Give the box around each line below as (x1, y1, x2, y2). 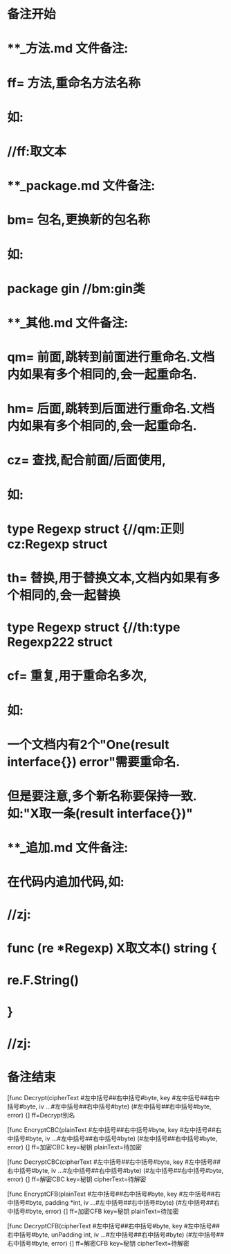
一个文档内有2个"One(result (7, 736, 169, 752)
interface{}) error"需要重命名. (7, 754, 181, 770)
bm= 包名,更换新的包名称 (7, 212, 151, 228)
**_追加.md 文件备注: (7, 840, 129, 856)
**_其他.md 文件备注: (7, 315, 129, 330)
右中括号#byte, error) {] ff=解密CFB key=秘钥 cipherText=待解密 (7, 1239, 190, 1248)
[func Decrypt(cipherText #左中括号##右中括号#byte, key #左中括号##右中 (7, 1094, 220, 1102)
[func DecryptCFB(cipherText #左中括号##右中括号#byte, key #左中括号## (7, 1222, 220, 1230)
